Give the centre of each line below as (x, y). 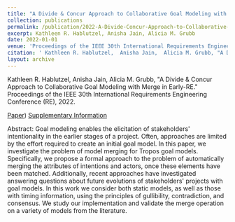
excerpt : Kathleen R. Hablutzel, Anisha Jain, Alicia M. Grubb (101, 33)
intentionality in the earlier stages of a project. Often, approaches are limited (117, 136)
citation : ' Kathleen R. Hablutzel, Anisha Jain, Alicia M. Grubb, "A (115, 53)
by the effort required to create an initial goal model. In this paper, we (107, 144)
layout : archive (31, 60)
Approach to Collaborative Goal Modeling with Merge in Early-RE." (102, 86)
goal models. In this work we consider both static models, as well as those (114, 188)
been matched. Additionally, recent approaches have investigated (102, 173)
